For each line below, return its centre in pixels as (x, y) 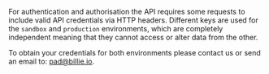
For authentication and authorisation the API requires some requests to (127, 12)
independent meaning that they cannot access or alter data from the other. (133, 37)
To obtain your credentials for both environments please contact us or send (135, 53)
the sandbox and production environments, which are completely (116, 29)
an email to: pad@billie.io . (52, 61)
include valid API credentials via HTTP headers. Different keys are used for (133, 20)
